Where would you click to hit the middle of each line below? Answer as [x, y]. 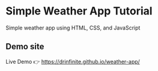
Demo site [25, 47]
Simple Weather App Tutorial [79, 11]
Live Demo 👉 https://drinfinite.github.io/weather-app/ [73, 61]
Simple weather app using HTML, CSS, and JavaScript [73, 28]
